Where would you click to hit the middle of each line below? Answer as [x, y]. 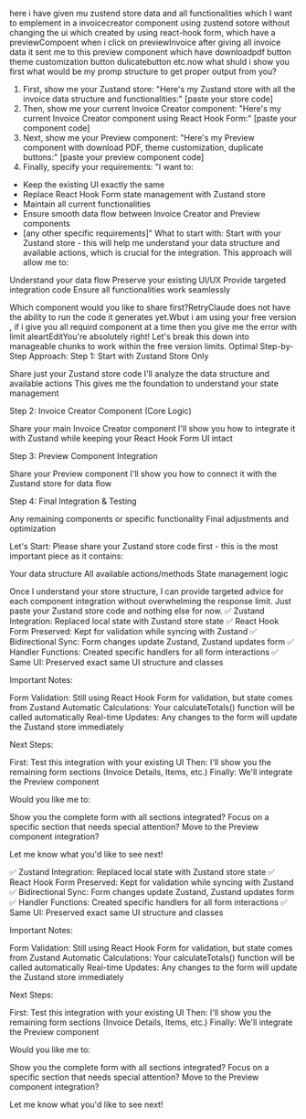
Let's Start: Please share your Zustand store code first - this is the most [144, 546]
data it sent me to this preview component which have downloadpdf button [151, 52]
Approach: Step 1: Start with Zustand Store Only [119, 356]
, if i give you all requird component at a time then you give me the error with [153, 327]
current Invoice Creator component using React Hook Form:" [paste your [159, 118]
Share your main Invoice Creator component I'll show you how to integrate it [153, 428]
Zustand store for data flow [61, 483]
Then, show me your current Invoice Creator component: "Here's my [152, 108]
